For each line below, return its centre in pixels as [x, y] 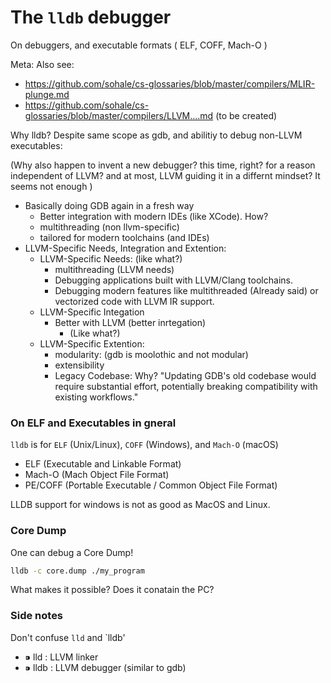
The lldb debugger [91, 17]
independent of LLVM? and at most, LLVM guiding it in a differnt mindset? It [165, 175]
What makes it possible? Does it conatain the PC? [112, 590]
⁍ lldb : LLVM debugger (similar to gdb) [105, 667]
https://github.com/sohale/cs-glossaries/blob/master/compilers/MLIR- [170, 83]
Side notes [37, 616]
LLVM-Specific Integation [92, 312]
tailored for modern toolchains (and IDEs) [124, 237]
